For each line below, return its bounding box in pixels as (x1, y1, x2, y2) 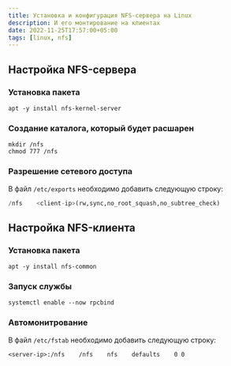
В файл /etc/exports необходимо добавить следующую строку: (8, 183, 223, 194)
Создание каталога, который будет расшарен (8, 123, 195, 134)
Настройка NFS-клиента (8, 221, 136, 234)
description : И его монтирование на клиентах (8, 19, 160, 27)
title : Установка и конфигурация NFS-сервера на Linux (8, 11, 192, 20)
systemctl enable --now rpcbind (8, 299, 114, 307)
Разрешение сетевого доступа (8, 166, 132, 177)
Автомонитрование (8, 317, 88, 328)
